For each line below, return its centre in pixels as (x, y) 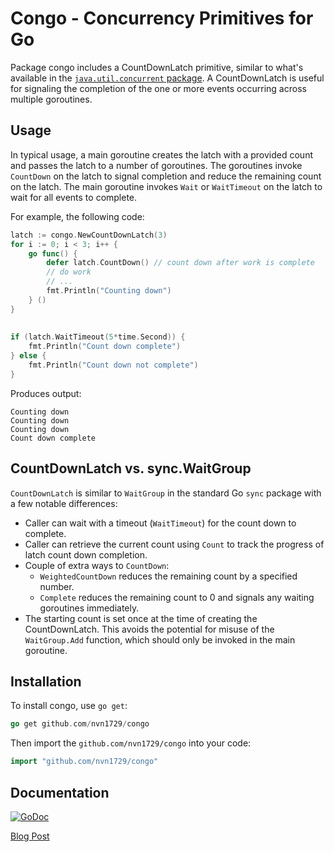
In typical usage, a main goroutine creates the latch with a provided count (161, 154)
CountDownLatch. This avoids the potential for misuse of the (149, 629)
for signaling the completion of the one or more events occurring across (158, 88)
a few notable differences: (64, 503)
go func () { (53, 253)
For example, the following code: (77, 216)
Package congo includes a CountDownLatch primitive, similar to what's (157, 67)
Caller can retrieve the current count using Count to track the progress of (174, 544)
